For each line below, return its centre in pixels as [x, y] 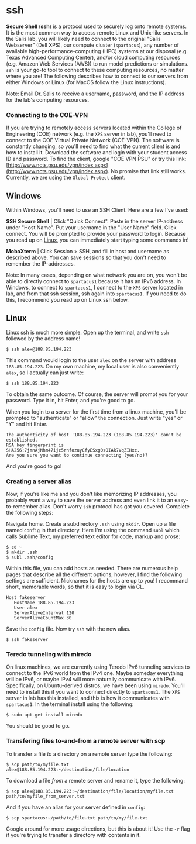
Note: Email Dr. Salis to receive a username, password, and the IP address [95, 94]
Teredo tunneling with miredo [49, 654]
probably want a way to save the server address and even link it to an [90, 500]
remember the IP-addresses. [40, 264]
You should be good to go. [38, 726]
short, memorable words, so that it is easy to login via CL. [75, 587]
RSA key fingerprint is [35, 445]
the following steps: [30, 513]
